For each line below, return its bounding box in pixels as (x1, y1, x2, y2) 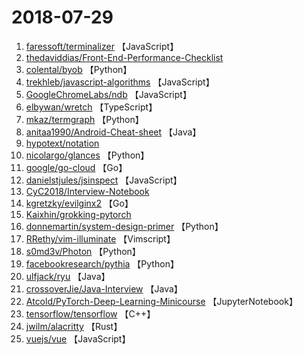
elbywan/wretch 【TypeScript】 (25, 101, 158, 113)
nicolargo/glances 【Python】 (25, 149, 150, 161)
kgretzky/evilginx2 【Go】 (25, 197, 134, 209)
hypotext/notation (25, 137, 100, 149)
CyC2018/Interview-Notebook (25, 185, 150, 197)
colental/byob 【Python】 (25, 63, 133, 75)
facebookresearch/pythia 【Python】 (25, 257, 179, 270)
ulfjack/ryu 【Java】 (25, 270, 111, 282)
